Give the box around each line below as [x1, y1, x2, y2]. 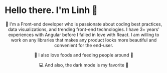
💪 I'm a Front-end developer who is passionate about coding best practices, [5, 21, 162, 27]
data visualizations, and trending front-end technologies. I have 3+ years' [8, 26, 160, 32]
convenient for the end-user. [54, 42, 113, 48]
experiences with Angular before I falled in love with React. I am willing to [8, 31, 159, 37]
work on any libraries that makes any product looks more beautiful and [11, 37, 157, 43]
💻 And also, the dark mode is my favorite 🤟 [39, 62, 129, 68]
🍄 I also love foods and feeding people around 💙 [34, 52, 133, 58]
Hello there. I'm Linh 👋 [5, 4, 98, 16]
